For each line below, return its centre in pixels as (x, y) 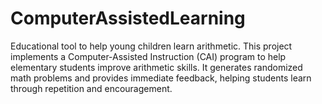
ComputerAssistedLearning (128, 18)
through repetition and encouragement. (91, 88)
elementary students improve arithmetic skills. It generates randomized (156, 67)
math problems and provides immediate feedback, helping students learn (161, 78)
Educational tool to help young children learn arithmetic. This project (151, 46)
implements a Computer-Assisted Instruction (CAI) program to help (148, 56)
